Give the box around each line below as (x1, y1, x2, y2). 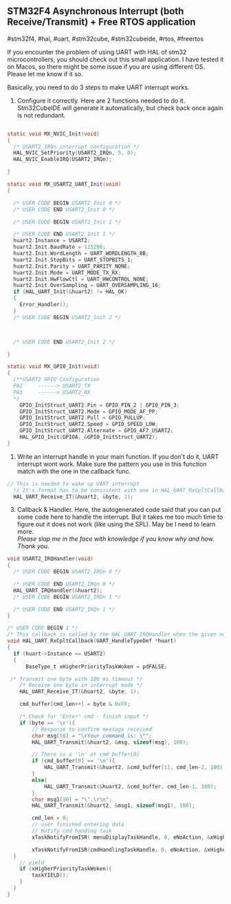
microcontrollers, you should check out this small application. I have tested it (7, 55, 224, 63)
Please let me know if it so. (7, 69, 84, 78)
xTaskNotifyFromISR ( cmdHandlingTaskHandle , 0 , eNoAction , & (32, 846, 208, 853)
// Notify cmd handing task (32, 828, 112, 835)
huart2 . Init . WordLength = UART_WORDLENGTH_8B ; (13, 250, 149, 257)
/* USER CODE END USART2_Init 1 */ (13, 230, 115, 238)
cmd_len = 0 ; (32, 815, 69, 821)
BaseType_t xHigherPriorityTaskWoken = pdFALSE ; (25, 663, 168, 670)
